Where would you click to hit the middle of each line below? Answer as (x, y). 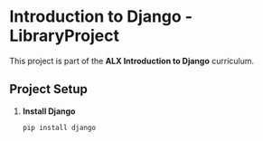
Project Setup (49, 89)
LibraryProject (65, 36)
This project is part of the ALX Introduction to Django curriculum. (132, 61)
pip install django (59, 127)
